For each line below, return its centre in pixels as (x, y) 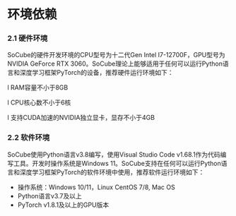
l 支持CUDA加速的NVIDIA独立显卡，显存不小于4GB (81, 118)
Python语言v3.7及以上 (50, 196)
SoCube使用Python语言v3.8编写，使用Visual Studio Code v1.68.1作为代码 (114, 154)
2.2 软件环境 (29, 138)
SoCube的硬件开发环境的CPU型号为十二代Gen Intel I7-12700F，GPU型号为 (116, 55)
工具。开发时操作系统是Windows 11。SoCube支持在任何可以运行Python (117, 163)
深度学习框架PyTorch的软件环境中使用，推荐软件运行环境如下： (112, 172)
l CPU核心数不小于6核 (39, 102)
